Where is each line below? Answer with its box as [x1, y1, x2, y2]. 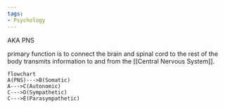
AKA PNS [7, 36, 35, 44]
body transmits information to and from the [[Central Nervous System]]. [7, 57, 215, 65]
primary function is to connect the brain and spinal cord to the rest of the [7, 50, 219, 58]
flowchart [7, 71, 37, 78]
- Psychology [7, 17, 46, 24]
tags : [7, 10, 23, 17]
